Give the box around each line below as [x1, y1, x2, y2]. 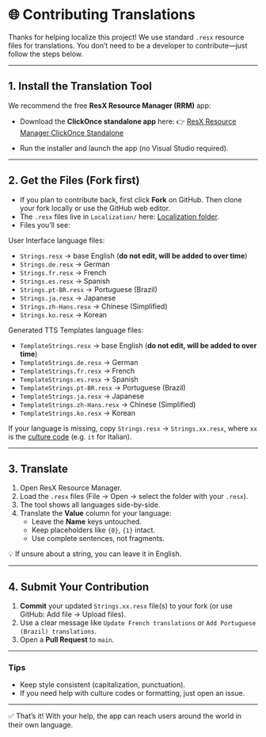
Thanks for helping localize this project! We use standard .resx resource [8, 32, 245, 41]
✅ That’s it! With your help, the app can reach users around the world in [8, 712, 242, 721]
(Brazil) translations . [19, 627, 97, 636]
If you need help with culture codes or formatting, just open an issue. [19, 689, 245, 698]
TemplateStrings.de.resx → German [19, 357, 139, 367]
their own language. [8, 720, 74, 730]
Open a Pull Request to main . [19, 635, 115, 644]
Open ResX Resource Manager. [19, 483, 123, 493]
